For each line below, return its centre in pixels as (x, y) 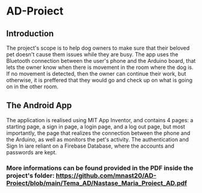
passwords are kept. (32, 152)
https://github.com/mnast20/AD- (106, 175)
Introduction (30, 34)
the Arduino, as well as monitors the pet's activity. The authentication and (97, 139)
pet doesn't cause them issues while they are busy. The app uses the (92, 54)
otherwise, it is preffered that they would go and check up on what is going (99, 80)
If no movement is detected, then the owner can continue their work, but (96, 74)
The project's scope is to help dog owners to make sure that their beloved (98, 48)
